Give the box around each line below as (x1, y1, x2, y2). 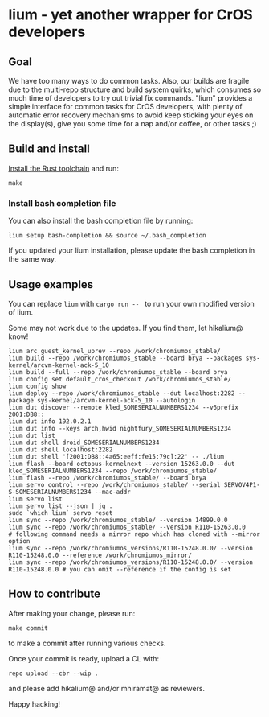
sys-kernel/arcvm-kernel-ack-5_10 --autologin (37, 396, 196, 404)
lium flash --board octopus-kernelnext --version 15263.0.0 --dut (8, 459, 235, 468)
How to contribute (8, 587, 101, 601)
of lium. (8, 307, 34, 317)
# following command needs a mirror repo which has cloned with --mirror (8, 530, 261, 538)
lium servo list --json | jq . (8, 501, 113, 510)
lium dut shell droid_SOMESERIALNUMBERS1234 (8, 439, 160, 447)
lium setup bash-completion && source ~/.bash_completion (8, 232, 206, 240)
